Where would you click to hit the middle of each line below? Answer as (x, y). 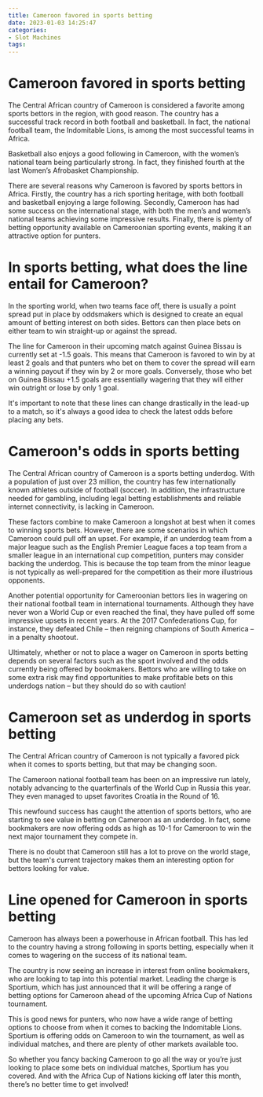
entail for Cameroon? (79, 284)
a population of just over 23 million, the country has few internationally (122, 481)
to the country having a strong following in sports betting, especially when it (131, 946)
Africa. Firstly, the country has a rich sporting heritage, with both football (126, 194)
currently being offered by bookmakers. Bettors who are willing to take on (127, 669)
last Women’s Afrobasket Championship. (74, 170)
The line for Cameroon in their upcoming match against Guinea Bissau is (125, 346)
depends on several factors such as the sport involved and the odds (119, 660)
